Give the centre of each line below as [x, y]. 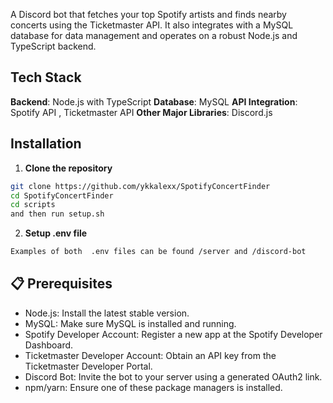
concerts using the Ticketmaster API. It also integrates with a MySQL [152, 25]
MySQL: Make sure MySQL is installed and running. [130, 323]
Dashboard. [49, 345]
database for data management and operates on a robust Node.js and [154, 35]
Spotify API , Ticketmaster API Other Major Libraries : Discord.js [141, 112]
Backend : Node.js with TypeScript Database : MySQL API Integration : [154, 101]
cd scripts [33, 205]
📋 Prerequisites [61, 284]
